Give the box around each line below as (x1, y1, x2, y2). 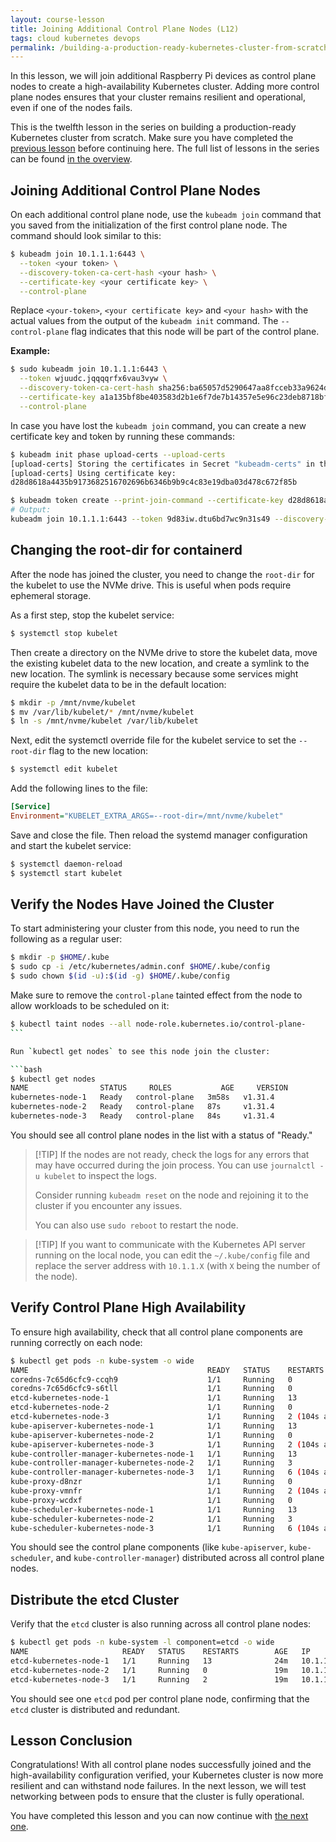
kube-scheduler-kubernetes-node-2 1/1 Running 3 (10, 1514, 293, 1524)
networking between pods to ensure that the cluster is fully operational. (10, 1791, 305, 1803)
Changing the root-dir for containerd (10, 542, 243, 559)
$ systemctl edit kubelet (10, 764, 118, 775)
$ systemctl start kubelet (10, 868, 123, 878)
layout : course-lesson (10, 14, 105, 25)
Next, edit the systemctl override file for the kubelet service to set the (10, 734, 297, 746)
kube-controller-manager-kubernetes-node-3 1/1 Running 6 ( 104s (10, 1467, 320, 1478)
